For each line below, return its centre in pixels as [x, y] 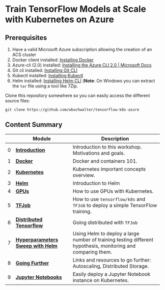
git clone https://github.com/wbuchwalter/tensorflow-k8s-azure [72, 110]
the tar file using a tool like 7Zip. [45, 86]
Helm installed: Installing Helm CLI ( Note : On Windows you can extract [83, 81]
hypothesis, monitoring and [104, 246]
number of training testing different [113, 239]
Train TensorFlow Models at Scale [76, 9]
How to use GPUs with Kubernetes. [113, 191]
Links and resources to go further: [112, 260]
